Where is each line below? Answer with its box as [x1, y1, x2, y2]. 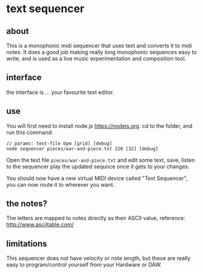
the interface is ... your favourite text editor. [6, 89, 115, 96]
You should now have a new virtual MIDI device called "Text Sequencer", [6, 175, 188, 182]
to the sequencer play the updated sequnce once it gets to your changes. [6, 162, 190, 170]
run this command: [6, 129, 53, 136]
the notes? [6, 199, 47, 209]
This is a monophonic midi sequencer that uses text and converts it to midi [6, 42, 193, 49]
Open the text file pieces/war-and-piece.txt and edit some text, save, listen [6, 156, 195, 164]
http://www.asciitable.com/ [6, 221, 74, 229]
